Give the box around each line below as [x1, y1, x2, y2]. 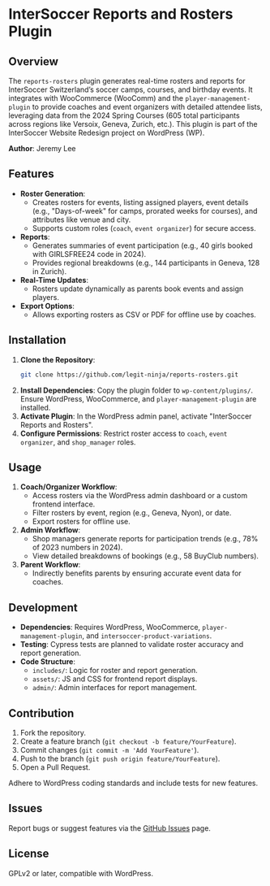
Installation [8, 333, 66, 347]
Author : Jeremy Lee [8, 144, 76, 153]
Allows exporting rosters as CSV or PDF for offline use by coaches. [32, 310, 257, 319]
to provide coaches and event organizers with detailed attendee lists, [32, 102, 263, 111]
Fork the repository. [19, 727, 87, 737]
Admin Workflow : [19, 525, 81, 535]
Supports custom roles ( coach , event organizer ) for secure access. [32, 223, 257, 232]
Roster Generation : [19, 189, 86, 198]
